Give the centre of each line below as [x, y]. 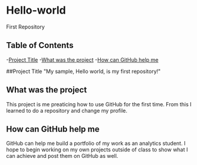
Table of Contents [40, 45]
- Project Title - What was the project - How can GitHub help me [82, 59]
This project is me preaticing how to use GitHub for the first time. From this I [99, 104]
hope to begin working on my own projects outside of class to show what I [97, 150]
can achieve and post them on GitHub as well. [62, 156]
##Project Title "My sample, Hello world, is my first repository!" [84, 71]
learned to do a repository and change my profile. [67, 110]
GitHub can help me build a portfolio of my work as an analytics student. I [96, 144]
